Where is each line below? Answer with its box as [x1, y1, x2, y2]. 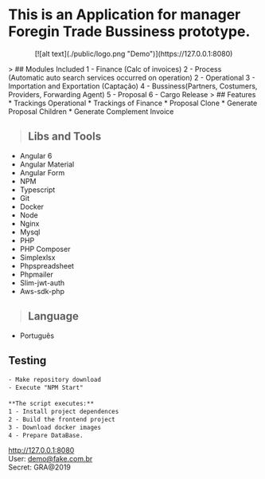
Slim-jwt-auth [19, 277, 65, 288]
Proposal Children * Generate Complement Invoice [8, 106, 174, 116]
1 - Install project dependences [8, 408, 119, 416]
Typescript [19, 185, 56, 194]
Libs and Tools [27, 130, 102, 143]
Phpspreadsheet [19, 261, 74, 270]
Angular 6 [19, 151, 53, 160]
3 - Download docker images [8, 424, 102, 432]
